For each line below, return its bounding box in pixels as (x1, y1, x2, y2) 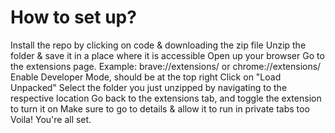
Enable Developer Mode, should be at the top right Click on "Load (10, 71, 282, 83)
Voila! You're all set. (10, 113, 92, 125)
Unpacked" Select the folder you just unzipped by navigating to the (10, 81, 288, 93)
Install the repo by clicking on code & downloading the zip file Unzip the (10, 39, 307, 51)
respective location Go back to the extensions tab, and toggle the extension (10, 92, 322, 104)
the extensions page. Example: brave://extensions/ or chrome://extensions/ (10, 60, 322, 72)
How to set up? (10, 6, 137, 29)
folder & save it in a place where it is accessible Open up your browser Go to (10, 49, 325, 61)
